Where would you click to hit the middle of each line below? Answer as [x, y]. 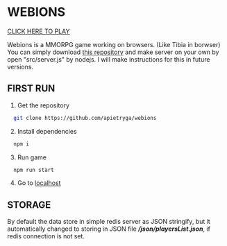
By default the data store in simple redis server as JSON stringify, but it [109, 222]
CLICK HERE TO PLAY [39, 31]
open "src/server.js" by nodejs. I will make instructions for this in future [109, 59]
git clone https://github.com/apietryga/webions [85, 118]
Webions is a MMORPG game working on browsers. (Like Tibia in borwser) [114, 44]
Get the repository [43, 105]
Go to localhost [39, 183]
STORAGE [29, 205]
